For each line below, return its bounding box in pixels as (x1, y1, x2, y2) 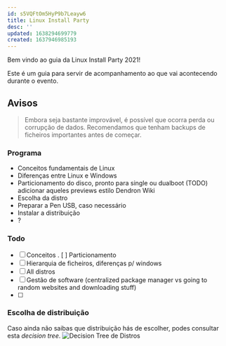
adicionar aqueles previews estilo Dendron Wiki (17, 187, 156, 195)
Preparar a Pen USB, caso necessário (17, 201, 126, 210)
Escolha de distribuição (7, 308, 89, 318)
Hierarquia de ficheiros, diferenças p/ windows (26, 259, 162, 267)
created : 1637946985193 (7, 36, 77, 44)
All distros (26, 267, 55, 276)
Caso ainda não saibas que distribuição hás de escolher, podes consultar (7, 324, 219, 332)
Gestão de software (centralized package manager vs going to (26, 275, 208, 284)
